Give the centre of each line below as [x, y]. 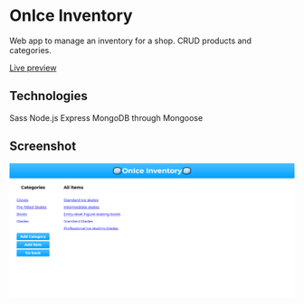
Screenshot [43, 147]
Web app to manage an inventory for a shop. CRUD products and [130, 41]
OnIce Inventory [71, 16]
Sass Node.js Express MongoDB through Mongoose [106, 117]
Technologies [49, 96]
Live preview [33, 68]
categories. [30, 50]
